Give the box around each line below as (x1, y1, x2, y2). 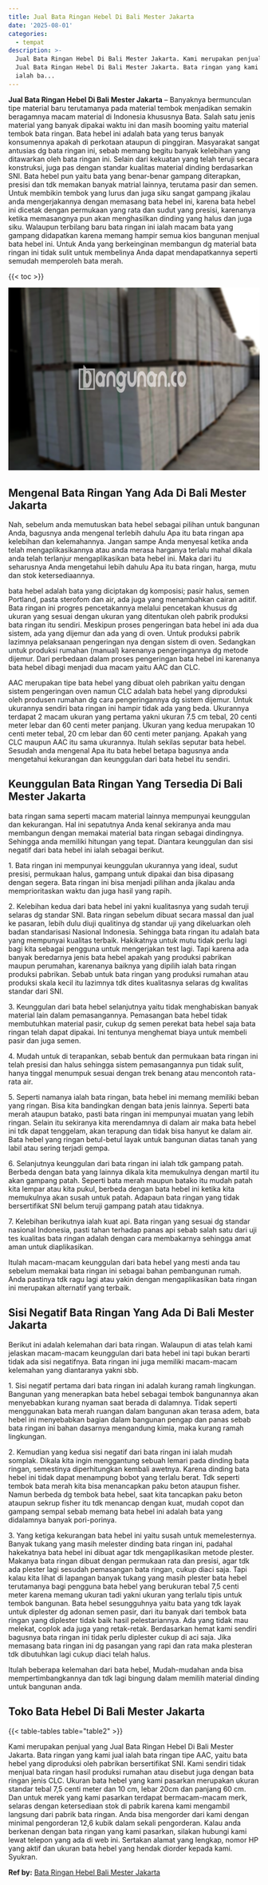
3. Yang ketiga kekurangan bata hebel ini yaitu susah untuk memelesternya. (8, 1530, 257, 1540)
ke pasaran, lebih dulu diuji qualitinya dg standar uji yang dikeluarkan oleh (8, 919, 251, 928)
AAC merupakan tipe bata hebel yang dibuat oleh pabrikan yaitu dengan (8, 678, 246, 688)
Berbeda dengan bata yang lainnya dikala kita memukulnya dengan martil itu (8, 1167, 259, 1177)
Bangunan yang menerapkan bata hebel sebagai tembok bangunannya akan (8, 1389, 259, 1399)
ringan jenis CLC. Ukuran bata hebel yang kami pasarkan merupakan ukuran (8, 1776, 259, 1785)
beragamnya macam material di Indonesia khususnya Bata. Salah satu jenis (8, 112, 255, 121)
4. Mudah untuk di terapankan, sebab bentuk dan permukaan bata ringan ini (8, 1051, 258, 1061)
